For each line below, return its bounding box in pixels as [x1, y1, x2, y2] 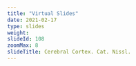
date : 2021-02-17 [7, 16, 57, 23]
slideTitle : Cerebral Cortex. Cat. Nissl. [7, 49, 131, 56]
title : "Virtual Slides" [7, 10, 79, 17]
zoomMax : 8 [7, 42, 39, 49]
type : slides [7, 23, 45, 30]
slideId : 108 [7, 36, 45, 43]
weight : [7, 29, 30, 36]
